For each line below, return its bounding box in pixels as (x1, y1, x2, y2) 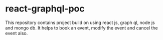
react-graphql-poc (5, 3, 85, 14)
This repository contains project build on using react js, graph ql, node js (5, 19, 155, 25)
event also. (5, 30, 28, 36)
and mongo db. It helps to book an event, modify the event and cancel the (5, 24, 158, 30)
